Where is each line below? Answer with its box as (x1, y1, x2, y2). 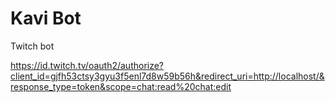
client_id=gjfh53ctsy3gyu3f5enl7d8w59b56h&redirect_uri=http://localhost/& (10, 70, 325, 82)
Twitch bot (10, 40, 55, 52)
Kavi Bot (10, 7, 82, 30)
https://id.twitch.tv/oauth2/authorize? (10, 59, 165, 71)
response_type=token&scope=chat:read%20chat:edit (10, 80, 232, 92)
